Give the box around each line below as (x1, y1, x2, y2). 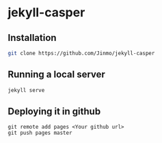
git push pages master (8, 129, 72, 137)
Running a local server (8, 69, 105, 80)
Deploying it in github (8, 106, 101, 117)
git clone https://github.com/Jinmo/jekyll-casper (8, 50, 155, 57)
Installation (8, 32, 57, 44)
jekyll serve (8, 86, 45, 93)
